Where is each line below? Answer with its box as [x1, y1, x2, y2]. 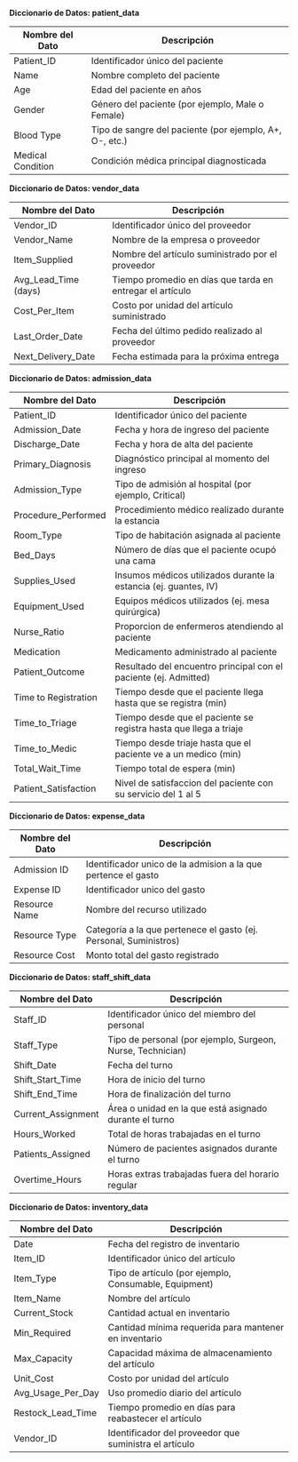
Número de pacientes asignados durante [107, 1142, 278, 1154]
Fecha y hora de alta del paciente [114, 438, 254, 450]
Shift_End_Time [13, 1088, 78, 1100]
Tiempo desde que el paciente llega [114, 686, 264, 698]
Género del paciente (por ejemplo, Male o [90, 98, 264, 110]
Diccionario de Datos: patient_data [9, 8, 140, 18]
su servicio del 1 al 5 [114, 788, 201, 800]
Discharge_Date [13, 438, 81, 450]
